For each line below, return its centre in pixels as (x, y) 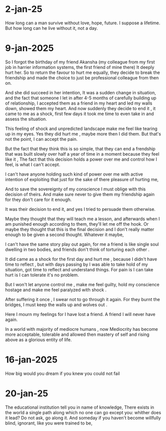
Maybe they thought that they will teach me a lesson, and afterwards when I (83, 219)
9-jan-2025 (29, 48)
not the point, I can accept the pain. (41, 139)
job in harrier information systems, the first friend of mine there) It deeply (80, 67)
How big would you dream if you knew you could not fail (62, 373)
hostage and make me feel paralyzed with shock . (56, 290)
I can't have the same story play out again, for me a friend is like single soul (82, 244)
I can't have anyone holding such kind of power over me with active (74, 174)
